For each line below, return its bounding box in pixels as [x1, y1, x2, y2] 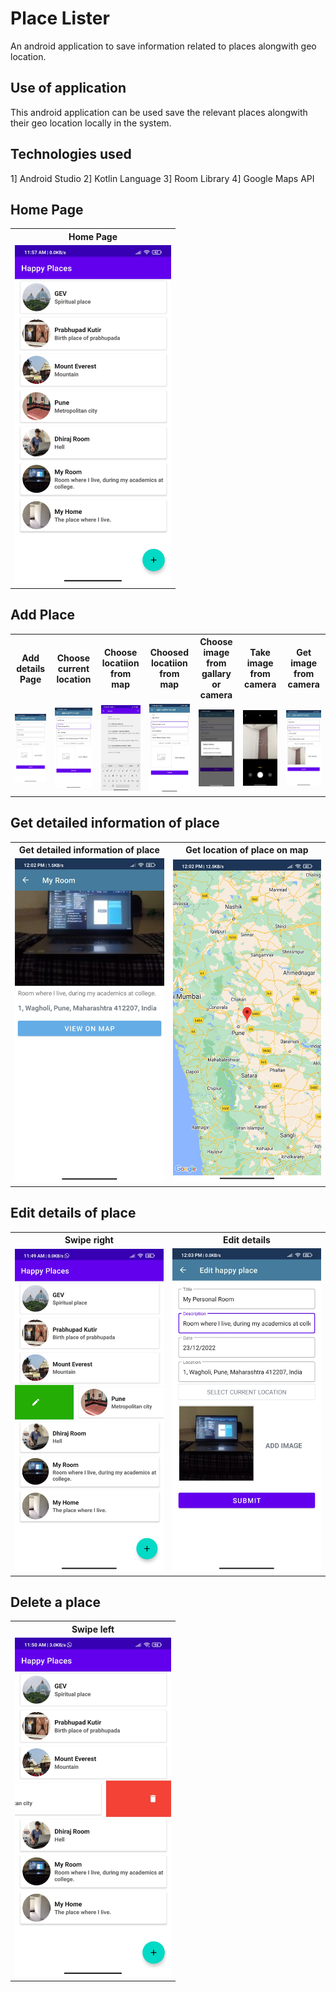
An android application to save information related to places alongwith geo [10, 40, 317, 52]
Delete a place [10, 1593, 101, 1611]
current [57, 662, 90, 674]
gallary [201, 668, 232, 680]
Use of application [10, 80, 127, 97]
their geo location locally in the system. [10, 117, 172, 129]
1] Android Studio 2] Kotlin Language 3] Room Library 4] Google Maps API [10, 172, 315, 184]
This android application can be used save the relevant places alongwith [10, 106, 308, 118]
